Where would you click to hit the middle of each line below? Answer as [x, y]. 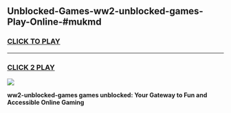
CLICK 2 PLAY [31, 67]
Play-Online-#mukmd [54, 22]
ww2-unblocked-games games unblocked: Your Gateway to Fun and [107, 95]
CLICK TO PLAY [34, 42]
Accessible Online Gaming [46, 102]
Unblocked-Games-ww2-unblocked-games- [106, 11]
